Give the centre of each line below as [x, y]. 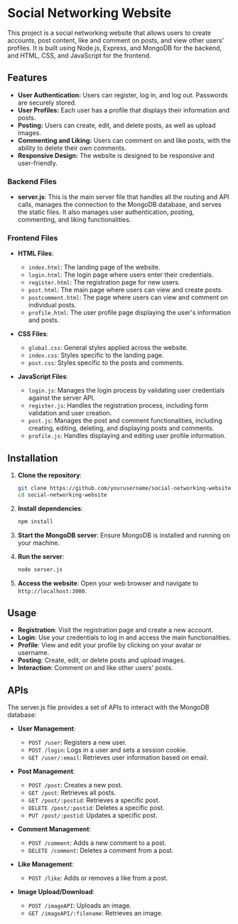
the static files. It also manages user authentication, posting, [106, 212]
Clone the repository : [50, 475]
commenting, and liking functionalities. [74, 220]
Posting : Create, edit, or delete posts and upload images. [102, 660]
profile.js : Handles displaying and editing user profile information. [127, 436]
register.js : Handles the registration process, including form [118, 405]
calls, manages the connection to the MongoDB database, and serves [119, 205]
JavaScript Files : [43, 377]
